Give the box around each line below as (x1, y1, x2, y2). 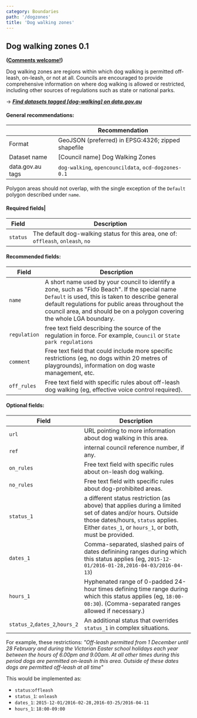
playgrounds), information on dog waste (45, 361, 155, 369)
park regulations (45, 338, 93, 345)
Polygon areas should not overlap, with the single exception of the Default (6, 185, 186, 192)
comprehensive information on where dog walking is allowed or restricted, (6, 80, 186, 88)
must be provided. (84, 531, 134, 539)
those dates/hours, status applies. (84, 516, 179, 524)
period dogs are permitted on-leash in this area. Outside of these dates (6, 658, 179, 664)
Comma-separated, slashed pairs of (84, 540, 185, 548)
